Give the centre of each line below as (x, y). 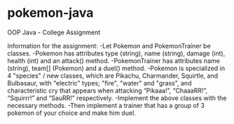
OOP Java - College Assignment (54, 32)
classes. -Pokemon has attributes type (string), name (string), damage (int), (116, 53)
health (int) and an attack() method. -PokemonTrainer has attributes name (114, 60)
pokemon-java (50, 13)
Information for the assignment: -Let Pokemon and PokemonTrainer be (109, 46)
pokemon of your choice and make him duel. (72, 113)
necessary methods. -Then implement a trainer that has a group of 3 (106, 105)
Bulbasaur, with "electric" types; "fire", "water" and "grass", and (99, 83)
